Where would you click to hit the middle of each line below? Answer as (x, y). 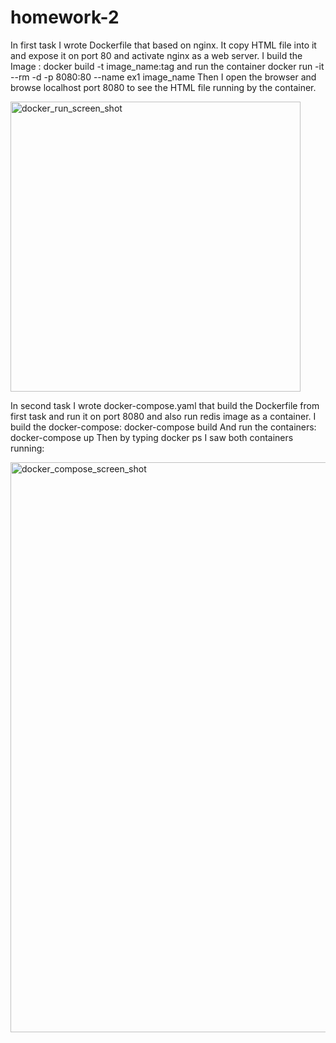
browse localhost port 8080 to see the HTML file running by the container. (163, 87)
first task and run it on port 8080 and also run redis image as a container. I (163, 416)
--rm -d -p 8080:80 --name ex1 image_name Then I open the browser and (163, 77)
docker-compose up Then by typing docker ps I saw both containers (152, 437)
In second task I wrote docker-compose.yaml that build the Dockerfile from (165, 405)
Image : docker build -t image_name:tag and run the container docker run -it (167, 66)
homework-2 (65, 17)
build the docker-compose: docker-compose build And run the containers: (163, 427)
